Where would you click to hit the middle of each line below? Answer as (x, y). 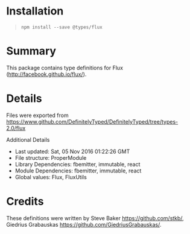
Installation (35, 11)
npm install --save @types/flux (62, 27)
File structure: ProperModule (51, 157)
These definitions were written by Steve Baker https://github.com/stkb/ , (95, 218)
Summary (31, 51)
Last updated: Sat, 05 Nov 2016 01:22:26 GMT (72, 151)
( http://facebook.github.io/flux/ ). (46, 74)
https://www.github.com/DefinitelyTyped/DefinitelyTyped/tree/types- (92, 121)
